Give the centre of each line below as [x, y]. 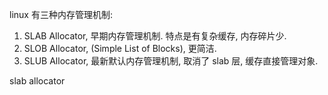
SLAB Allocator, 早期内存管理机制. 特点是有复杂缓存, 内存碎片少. [155, 36]
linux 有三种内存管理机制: [61, 14]
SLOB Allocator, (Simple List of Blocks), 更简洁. [120, 48]
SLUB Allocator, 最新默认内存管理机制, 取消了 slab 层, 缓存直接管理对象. [171, 61]
